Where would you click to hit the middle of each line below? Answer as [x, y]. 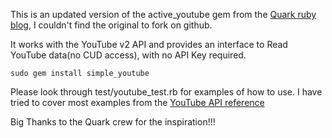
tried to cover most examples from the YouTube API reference [137, 102]
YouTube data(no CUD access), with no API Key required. [128, 55]
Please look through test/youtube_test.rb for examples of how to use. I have [166, 92]
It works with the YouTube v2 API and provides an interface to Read [149, 44]
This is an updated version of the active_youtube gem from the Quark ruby [163, 14]
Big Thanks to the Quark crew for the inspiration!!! [113, 122]
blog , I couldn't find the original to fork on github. [111, 25]
